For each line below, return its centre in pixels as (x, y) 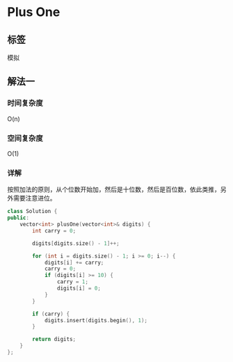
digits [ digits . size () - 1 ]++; (76, 243)
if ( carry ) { (51, 314)
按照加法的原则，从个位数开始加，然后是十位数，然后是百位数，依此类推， (114, 189)
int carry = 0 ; (54, 230)
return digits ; (54, 339)
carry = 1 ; (73, 282)
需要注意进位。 (34, 198)
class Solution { (32, 212)
